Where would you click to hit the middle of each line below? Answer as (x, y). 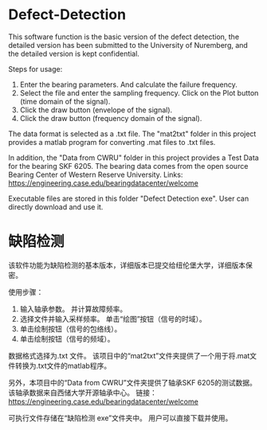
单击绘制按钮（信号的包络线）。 (71, 329)
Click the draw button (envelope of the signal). (96, 110)
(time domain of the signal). (65, 101)
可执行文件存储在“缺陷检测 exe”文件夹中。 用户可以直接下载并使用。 (120, 418)
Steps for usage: (35, 68)
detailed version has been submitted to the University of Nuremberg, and (128, 45)
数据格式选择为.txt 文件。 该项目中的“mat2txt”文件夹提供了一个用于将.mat (129, 355)
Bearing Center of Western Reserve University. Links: (96, 174)
